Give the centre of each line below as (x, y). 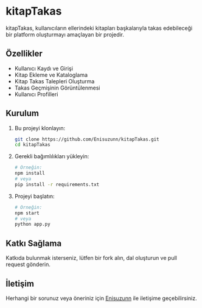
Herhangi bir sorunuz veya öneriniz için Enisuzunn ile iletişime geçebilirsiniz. (101, 298)
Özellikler (24, 54)
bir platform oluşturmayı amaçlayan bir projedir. (65, 34)
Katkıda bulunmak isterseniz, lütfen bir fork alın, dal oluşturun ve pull (91, 258)
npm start (27, 213)
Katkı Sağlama (34, 243)
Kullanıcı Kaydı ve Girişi (44, 68)
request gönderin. (28, 264)
